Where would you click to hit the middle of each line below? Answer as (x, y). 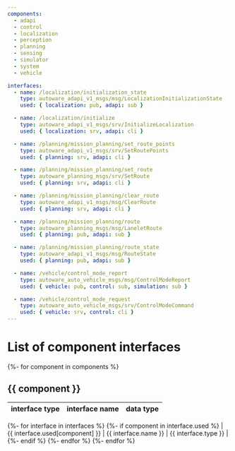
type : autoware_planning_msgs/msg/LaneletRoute (91, 228)
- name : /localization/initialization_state (80, 92)
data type (143, 409)
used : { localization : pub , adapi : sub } (82, 106)
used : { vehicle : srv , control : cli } (77, 312)
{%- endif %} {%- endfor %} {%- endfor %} (71, 440)
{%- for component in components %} (63, 366)
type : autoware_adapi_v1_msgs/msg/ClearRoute (88, 202)
